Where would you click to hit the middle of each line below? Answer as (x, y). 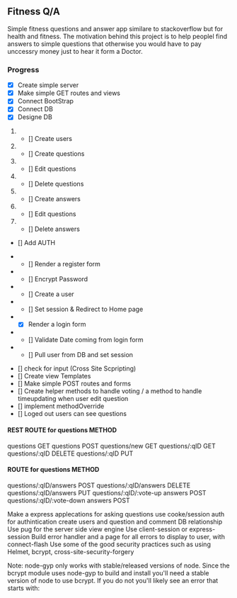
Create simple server (48, 85)
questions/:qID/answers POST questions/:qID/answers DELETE (99, 485)
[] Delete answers (54, 229)
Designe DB (35, 117)
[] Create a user (51, 294)
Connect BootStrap (46, 101)
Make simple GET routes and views (69, 93)
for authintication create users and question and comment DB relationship (115, 521)
